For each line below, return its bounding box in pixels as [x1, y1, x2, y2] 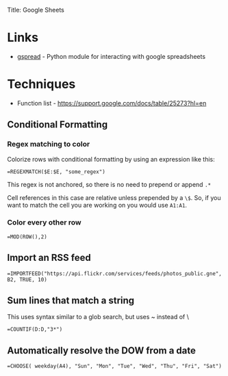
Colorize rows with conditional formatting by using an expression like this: [7, 155, 216, 163]
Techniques [7, 77, 76, 92]
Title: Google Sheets [7, 6, 65, 14]
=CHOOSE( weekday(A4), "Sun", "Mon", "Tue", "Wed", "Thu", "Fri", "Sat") [7, 363, 223, 370]
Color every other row [7, 218, 81, 227]
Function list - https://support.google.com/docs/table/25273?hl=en [16, 99, 207, 107]
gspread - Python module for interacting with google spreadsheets [16, 52, 206, 60]
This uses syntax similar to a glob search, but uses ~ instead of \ [7, 313, 190, 321]
